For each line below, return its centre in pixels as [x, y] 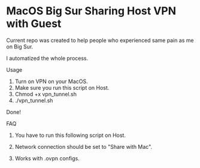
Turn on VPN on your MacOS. [51, 81]
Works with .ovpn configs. [47, 158]
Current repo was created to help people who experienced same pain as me [100, 40]
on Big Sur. [20, 47]
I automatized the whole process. [47, 58]
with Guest [34, 24]
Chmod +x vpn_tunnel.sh [46, 94]
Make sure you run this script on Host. [62, 87]
